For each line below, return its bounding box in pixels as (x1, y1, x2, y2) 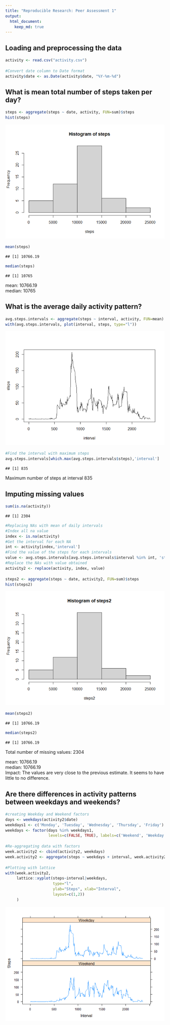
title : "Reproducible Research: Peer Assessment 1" (5, 8, 116, 13)
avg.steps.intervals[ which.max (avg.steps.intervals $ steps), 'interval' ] (5, 456, 159, 461)
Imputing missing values (5, 490, 84, 498)
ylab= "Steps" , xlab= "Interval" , (53, 887, 121, 892)
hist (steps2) (5, 582, 33, 587)
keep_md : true (14, 24, 44, 29)
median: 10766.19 (5, 764, 41, 771)
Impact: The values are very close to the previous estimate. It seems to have (5, 770, 164, 776)
